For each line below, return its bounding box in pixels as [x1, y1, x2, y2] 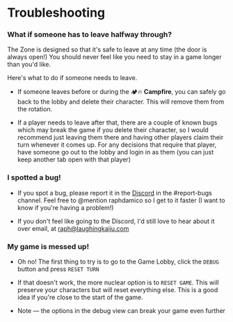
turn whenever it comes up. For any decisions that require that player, [17, 140, 217, 149]
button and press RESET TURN [17, 265, 99, 273]
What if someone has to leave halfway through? [7, 30, 172, 40]
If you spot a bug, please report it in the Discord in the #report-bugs [17, 188, 212, 197]
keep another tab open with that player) [17, 155, 131, 164]
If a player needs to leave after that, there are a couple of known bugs [17, 118, 218, 127]
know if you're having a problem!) [17, 203, 114, 211]
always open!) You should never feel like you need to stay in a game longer [7, 53, 222, 61]
